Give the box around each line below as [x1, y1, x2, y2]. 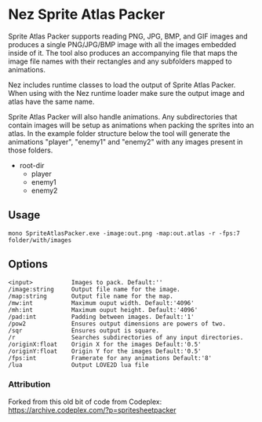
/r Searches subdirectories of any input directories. [8, 333, 244, 341]
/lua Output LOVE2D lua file [8, 361, 149, 369]
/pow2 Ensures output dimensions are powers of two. [8, 320, 226, 328]
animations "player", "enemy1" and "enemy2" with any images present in [8, 137, 243, 146]
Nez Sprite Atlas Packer [8, 6, 166, 24]
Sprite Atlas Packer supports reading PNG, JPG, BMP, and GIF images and [8, 31, 249, 41]
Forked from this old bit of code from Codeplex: [8, 397, 162, 406]
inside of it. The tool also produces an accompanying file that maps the [8, 48, 238, 57]
